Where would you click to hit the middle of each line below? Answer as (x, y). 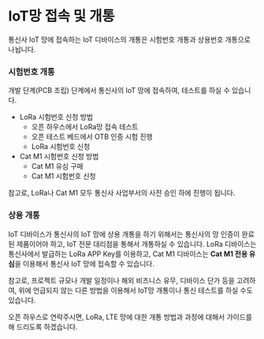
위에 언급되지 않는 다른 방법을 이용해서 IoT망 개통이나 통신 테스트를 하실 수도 (136, 290)
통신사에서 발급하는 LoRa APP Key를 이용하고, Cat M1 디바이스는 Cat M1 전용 (128, 254)
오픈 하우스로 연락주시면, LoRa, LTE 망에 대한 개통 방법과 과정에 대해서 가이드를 (130, 317)
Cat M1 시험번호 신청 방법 (59, 156)
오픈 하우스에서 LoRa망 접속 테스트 (85, 127)
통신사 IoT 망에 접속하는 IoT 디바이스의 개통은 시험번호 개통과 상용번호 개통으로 (129, 39)
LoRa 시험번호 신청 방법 (56, 117)
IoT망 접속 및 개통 (61, 16)
